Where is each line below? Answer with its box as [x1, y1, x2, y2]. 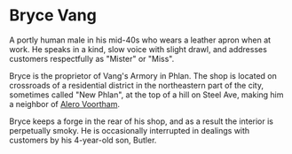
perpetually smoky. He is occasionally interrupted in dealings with [9, 125, 250, 135]
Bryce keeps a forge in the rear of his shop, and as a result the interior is [9, 116, 273, 127]
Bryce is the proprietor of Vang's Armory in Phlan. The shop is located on [9, 70, 277, 81]
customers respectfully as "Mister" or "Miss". [9, 53, 175, 64]
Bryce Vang [9, 5, 98, 26]
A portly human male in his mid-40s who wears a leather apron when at [9, 35, 272, 45]
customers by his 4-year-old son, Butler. [9, 135, 157, 145]
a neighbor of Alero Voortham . [9, 98, 121, 109]
